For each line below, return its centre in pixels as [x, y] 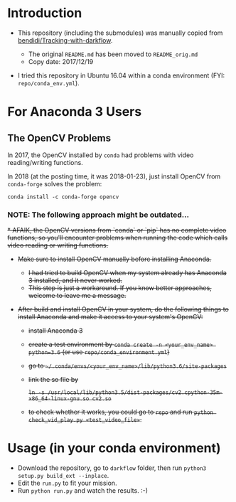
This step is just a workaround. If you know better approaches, [120, 288]
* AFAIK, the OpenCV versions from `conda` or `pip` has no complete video [117, 230]
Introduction [45, 13]
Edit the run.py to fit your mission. [67, 483]
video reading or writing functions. [58, 245]
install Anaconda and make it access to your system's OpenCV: [110, 317]
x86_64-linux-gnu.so [59, 399]
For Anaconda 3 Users [75, 112]
